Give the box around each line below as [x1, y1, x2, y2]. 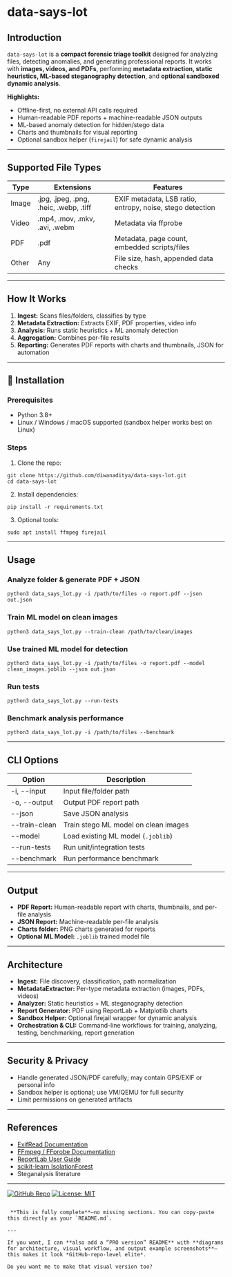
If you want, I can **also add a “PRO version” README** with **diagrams [7, 1239, 224, 1246]
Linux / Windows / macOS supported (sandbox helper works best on [17, 419, 213, 427]
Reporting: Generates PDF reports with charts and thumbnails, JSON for [17, 340, 224, 349]
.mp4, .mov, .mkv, [37, 213, 95, 223]
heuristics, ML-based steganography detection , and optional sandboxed [7, 72, 220, 80]
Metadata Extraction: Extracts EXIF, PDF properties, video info [17, 318, 197, 327]
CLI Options [7, 754, 59, 766]
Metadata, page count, [114, 233, 188, 243]
